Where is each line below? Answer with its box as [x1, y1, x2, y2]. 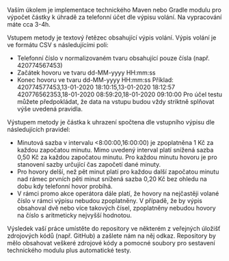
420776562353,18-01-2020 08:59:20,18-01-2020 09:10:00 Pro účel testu [16, 90, 223, 98]
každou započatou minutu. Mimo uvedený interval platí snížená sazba [16, 146, 214, 154]
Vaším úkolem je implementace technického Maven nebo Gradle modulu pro [7, 6, 222, 14]
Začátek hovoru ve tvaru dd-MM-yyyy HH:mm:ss [16, 68, 156, 77]
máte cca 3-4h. [7, 20, 51, 28]
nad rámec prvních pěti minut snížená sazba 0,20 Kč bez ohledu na [16, 175, 207, 183]
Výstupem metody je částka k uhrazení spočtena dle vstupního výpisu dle [7, 118, 215, 126]
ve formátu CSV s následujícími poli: [7, 41, 109, 49]
